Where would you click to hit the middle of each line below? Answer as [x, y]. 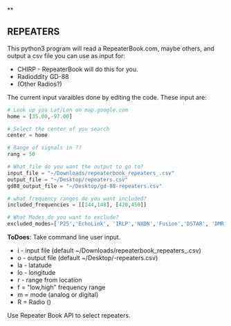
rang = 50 [21, 154]
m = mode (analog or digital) [58, 295]
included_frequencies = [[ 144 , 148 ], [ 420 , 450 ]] [77, 205]
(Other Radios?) [39, 84]
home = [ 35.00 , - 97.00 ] [40, 116]
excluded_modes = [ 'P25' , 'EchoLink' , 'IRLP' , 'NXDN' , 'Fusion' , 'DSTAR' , [108, 224]
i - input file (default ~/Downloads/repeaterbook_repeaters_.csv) [109, 251]
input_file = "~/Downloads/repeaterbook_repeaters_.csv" [91, 173]
